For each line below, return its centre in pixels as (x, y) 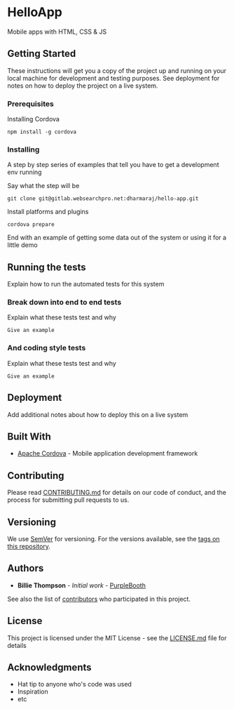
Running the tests (47, 267)
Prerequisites (30, 104)
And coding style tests (47, 348)
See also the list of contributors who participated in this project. (99, 599)
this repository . (29, 546)
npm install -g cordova (42, 132)
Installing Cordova (33, 119)
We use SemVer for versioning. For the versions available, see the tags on (113, 539)
